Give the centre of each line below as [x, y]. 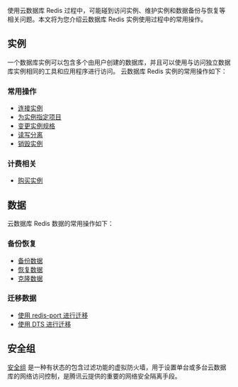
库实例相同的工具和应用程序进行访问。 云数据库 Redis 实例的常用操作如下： [118, 71]
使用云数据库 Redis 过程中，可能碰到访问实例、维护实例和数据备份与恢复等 [117, 10]
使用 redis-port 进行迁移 [53, 315]
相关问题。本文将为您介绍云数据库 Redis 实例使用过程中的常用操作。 [107, 19]
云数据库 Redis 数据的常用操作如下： [61, 224]
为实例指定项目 [39, 117]
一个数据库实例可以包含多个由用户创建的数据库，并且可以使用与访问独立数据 [119, 62]
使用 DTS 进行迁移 [44, 324]
